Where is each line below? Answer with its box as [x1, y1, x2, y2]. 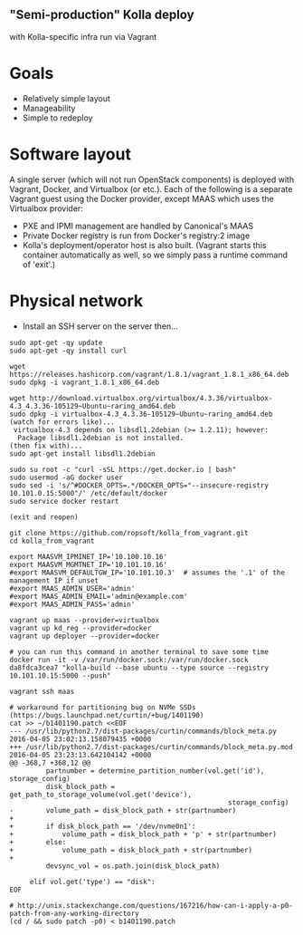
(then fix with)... [9, 441, 83, 450]
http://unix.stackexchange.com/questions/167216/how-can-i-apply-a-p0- [17, 901, 294, 910]
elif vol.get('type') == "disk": [29, 877, 156, 886]
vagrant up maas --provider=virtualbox [9, 615, 160, 624]
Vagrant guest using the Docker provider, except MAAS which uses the [9, 193, 274, 204]
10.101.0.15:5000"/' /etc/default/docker [9, 488, 168, 497]
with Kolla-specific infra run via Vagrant [9, 31, 157, 42]
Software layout [9, 144, 131, 164]
